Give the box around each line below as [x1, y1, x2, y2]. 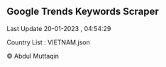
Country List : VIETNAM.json [6, 38, 90, 47]
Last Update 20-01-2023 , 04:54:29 [6, 24, 111, 32]
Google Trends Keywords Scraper [6, 6, 159, 18]
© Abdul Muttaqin [6, 51, 60, 60]
